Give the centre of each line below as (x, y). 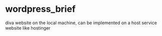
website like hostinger (28, 28)
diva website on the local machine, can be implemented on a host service (81, 23)
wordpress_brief (41, 9)
